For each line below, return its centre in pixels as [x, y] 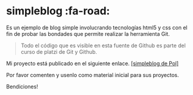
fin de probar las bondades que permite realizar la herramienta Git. [88, 33]
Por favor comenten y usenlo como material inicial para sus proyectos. [93, 75]
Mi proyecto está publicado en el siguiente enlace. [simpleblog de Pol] [92, 63]
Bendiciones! [22, 86]
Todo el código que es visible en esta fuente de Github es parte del [103, 45]
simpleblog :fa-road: [58, 11]
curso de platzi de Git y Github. [59, 51]
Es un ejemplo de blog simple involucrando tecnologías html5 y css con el [97, 27]
